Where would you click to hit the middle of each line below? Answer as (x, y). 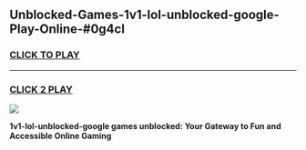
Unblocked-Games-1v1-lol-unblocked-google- (144, 15)
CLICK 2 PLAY (41, 89)
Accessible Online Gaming (61, 135)
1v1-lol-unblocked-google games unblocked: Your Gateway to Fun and (146, 125)
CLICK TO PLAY (45, 55)
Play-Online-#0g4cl (67, 30)
